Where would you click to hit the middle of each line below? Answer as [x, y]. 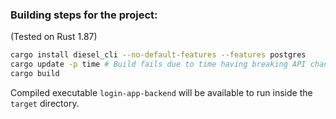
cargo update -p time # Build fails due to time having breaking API [158, 64]
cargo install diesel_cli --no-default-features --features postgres [158, 55]
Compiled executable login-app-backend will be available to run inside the [161, 92]
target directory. [45, 103]
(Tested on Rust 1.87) [54, 37]
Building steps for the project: [84, 15]
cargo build [35, 74]
